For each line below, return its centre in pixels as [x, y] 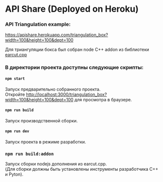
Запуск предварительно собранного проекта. [53, 89]
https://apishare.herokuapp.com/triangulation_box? [57, 35]
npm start [15, 79]
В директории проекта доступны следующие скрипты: [74, 68]
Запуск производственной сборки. [41, 120]
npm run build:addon [30, 154]
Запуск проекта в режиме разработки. [46, 142]
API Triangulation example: [38, 24]
